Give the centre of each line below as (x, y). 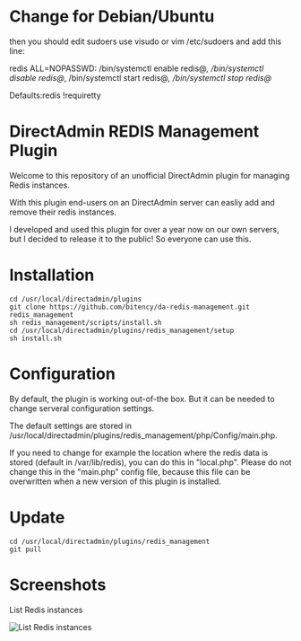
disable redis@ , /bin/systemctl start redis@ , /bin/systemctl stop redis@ (140, 77)
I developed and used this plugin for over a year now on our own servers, (144, 229)
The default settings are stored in (71, 426)
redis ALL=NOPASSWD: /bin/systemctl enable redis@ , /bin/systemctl (137, 68)
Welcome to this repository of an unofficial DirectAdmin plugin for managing (150, 175)
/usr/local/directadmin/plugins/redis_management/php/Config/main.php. (143, 435)
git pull (26, 549)
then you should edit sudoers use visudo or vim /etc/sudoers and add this (146, 41)
